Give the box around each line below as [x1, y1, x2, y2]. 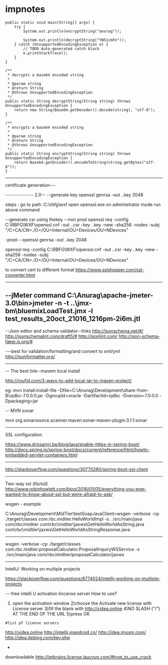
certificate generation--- [5, 182, 56, 188]
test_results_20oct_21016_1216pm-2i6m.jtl [5, 315, 140, 323]
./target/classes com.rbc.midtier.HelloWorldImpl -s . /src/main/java [5, 516, 142, 522]
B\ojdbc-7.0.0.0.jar [5, 392, 43, 398]
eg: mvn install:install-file [5, 387, 57, 393]
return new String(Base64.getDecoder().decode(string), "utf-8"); [14, 107, 155, 112]
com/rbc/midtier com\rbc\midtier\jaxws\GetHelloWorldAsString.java [5, 521, 144, 527]
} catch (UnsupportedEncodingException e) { [14, 41, 108, 47]
